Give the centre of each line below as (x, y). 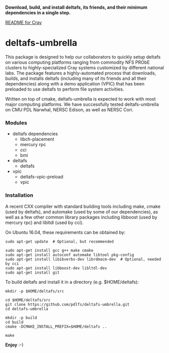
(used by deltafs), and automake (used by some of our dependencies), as (82, 211)
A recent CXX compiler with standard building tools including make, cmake (83, 206)
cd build (14, 322)
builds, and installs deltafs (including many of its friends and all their (76, 78)
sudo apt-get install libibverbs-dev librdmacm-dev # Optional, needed (83, 259)
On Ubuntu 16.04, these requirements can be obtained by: (65, 232)
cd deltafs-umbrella (27, 309)
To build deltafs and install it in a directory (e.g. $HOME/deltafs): (72, 282)
